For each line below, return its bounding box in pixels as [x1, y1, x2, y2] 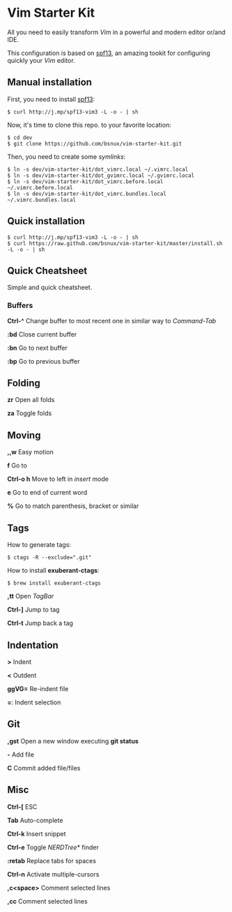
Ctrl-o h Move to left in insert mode [7, 475, 109, 484]
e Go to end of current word [7, 488, 88, 497]
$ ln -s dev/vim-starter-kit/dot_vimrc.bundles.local [7, 190, 167, 197]
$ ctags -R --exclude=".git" [7, 554, 92, 562]
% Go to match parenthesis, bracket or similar [7, 502, 139, 510]
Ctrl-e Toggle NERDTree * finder [7, 843, 99, 851]
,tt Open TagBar [7, 592, 54, 601]
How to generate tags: [7, 541, 72, 549]
